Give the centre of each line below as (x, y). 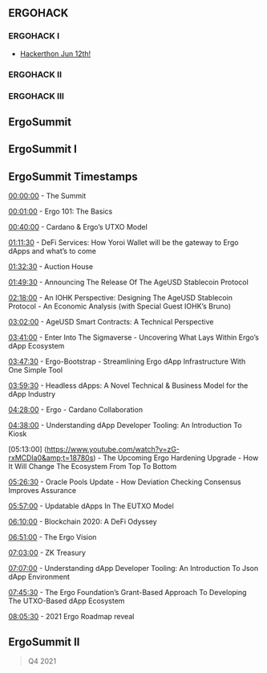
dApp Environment (39, 577)
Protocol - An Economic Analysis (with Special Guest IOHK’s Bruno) (119, 306)
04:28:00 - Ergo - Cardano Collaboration (76, 410)
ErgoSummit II (44, 642)
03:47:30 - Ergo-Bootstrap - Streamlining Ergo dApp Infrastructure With (127, 361)
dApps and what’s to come (53, 251)
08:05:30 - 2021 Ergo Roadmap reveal (71, 617)
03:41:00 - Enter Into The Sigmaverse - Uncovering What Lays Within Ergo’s (133, 337)
